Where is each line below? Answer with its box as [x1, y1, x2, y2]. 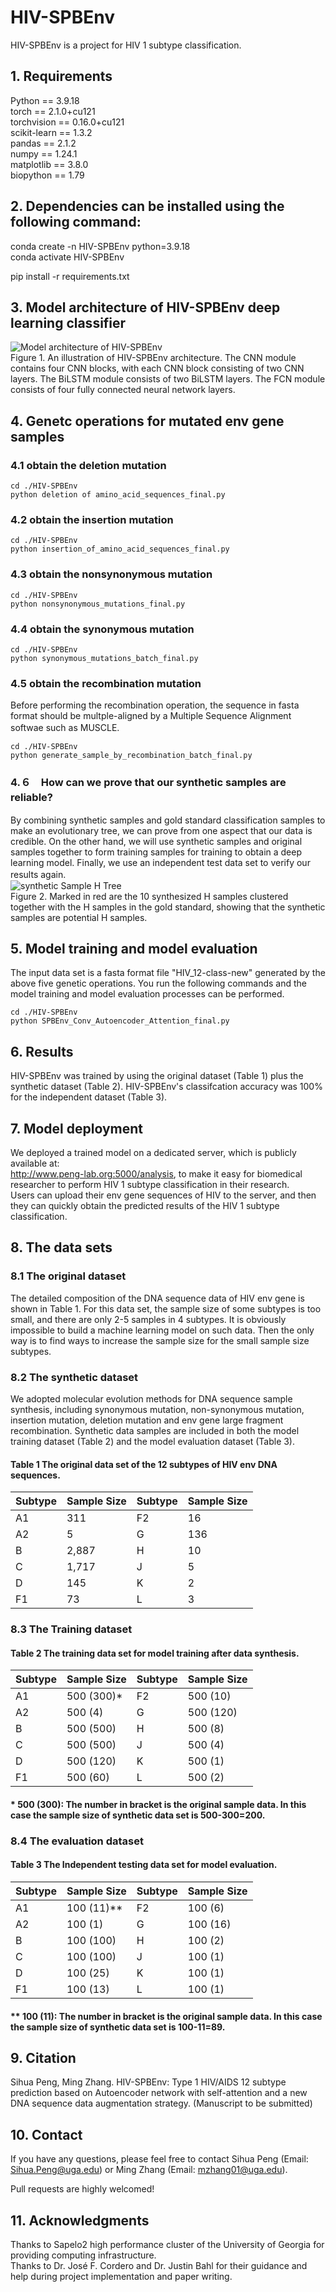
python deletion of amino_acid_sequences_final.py [10, 490, 226, 500]
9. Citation [10, 2050, 77, 2066]
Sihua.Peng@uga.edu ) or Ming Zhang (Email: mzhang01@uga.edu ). [10, 2164, 288, 2176]
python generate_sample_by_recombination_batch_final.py [10, 751, 253, 761]
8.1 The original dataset [10, 1269, 127, 1283]
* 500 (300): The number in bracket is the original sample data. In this [10, 1798, 307, 1810]
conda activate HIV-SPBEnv [10, 251, 125, 263]
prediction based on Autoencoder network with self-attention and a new [10, 2087, 308, 2099]
